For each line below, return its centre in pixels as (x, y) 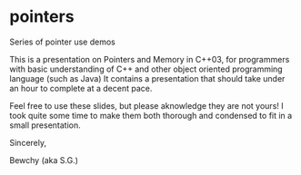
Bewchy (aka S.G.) (44, 160)
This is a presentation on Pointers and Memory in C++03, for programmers (150, 59)
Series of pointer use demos (62, 42)
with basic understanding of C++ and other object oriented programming (146, 69)
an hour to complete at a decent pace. (81, 88)
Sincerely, (28, 142)
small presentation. (45, 125)
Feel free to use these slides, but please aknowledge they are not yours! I (146, 105)
